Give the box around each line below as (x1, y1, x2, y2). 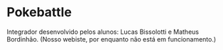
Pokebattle (6, 4, 72, 20)
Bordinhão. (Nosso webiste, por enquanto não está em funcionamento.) (6, 35, 217, 43)
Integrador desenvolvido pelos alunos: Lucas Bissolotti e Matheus (6, 27, 200, 36)
